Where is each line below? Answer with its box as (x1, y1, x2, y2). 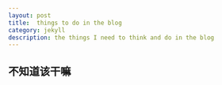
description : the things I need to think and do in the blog (8, 33, 215, 42)
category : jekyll (8, 26, 66, 34)
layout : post (8, 11, 52, 20)
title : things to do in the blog (8, 19, 123, 27)
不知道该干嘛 (8, 65, 71, 78)
